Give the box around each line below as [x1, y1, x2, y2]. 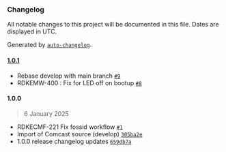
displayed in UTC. [7, 27, 57, 35]
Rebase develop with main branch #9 [16, 72, 121, 80]
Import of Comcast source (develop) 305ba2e [16, 130, 143, 138]
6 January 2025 [23, 109, 70, 117]
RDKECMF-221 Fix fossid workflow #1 [16, 123, 123, 131]
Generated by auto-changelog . [7, 41, 92, 49]
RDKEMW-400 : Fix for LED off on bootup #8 [16, 78, 142, 87]
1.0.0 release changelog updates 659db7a [16, 137, 132, 145]
